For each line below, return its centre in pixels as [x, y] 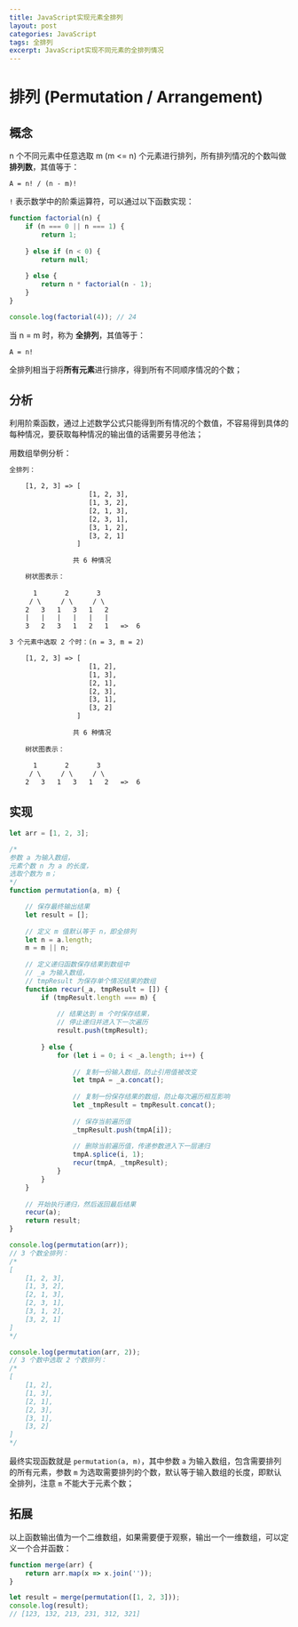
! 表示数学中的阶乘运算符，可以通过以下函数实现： [102, 202]
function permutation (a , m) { [65, 891]
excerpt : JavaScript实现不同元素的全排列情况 [86, 51]
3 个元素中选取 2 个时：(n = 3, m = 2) [77, 642]
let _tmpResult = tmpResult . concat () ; [144, 1105]
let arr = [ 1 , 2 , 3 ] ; [49, 833]
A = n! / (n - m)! [43, 184]
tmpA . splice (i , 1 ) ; [108, 1155]
